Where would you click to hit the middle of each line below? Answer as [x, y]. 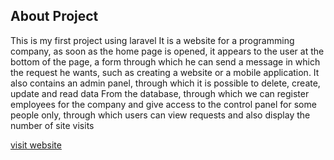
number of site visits [52, 125]
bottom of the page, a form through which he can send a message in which [165, 61]
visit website [36, 145]
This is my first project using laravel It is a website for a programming [152, 40]
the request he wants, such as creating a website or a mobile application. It [165, 72]
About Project [54, 16]
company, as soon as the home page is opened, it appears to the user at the [167, 51]
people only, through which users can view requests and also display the [160, 115]
